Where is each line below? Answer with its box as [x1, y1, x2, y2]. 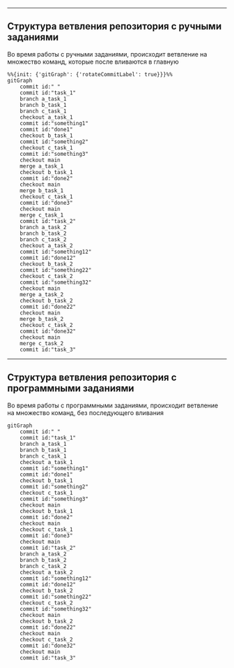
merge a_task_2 [19, 291, 64, 298]
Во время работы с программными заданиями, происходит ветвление [7, 401, 219, 409]
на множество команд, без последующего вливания [7, 408, 164, 416]
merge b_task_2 [19, 315, 64, 322]
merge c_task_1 [19, 211, 64, 219]
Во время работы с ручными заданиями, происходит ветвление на [7, 50, 208, 58]
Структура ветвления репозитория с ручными [7, 20, 221, 32]
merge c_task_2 [19, 340, 64, 347]
